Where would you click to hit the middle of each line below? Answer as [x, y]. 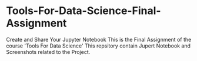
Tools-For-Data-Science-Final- [84, 11]
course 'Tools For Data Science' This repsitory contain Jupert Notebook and [98, 46]
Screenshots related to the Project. [48, 52]
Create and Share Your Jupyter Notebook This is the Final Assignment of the [99, 39]
